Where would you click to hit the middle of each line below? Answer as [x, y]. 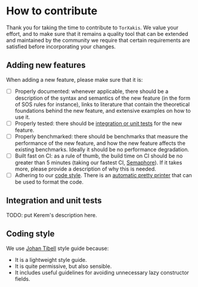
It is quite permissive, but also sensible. [63, 266]
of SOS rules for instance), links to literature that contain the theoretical [102, 104]
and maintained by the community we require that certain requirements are [98, 40]
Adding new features [46, 65]
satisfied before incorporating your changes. [61, 47]
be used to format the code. [49, 182]
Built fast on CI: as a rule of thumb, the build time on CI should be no [99, 156]
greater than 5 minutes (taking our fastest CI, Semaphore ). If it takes [98, 163]
